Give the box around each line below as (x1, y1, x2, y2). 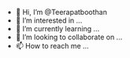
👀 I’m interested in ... (15, 16, 83, 25)
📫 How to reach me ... (15, 42, 89, 50)
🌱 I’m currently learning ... (15, 24, 100, 33)
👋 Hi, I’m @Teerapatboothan (15, 8, 108, 16)
